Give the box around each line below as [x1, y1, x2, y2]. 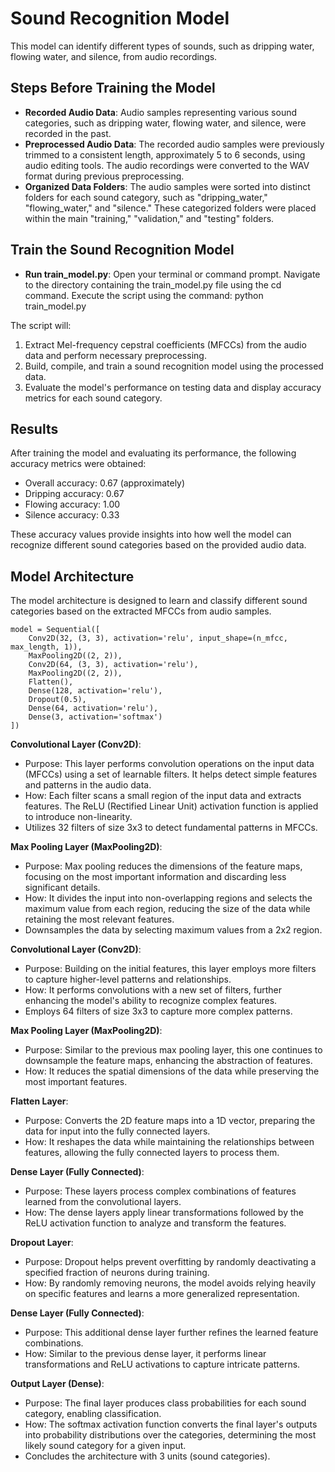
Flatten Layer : [10, 1095, 69, 1107]
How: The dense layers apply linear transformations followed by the [24, 1207, 304, 1219]
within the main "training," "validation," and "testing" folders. [24, 212, 275, 224]
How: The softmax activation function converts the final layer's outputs [24, 1418, 318, 1431]
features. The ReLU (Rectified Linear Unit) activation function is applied [24, 800, 319, 812]
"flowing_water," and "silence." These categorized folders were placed [24, 202, 317, 214]
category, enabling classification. [24, 1408, 162, 1420]
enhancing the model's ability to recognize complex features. [24, 995, 278, 1007]
